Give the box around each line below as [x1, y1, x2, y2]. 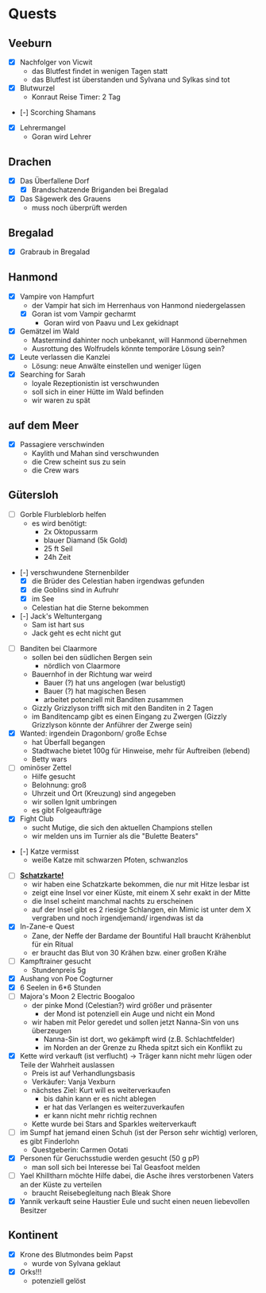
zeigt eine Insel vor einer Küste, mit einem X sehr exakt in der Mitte [31, 888, 251, 897]
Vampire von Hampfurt [19, 291, 94, 301]
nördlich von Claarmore [43, 661, 121, 671]
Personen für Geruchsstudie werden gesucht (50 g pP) [19, 1153, 200, 1163]
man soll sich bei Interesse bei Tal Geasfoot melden [31, 1162, 201, 1171]
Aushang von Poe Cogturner [19, 974, 114, 983]
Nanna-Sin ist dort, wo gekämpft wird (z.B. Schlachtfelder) [43, 1034, 236, 1044]
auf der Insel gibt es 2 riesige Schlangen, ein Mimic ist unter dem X [31, 905, 252, 914]
